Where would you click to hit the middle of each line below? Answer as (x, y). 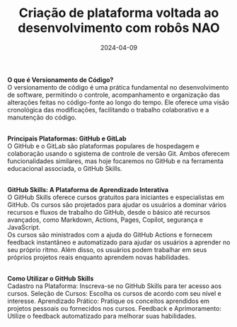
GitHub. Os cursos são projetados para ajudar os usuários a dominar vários (117, 204)
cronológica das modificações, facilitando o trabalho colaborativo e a (108, 109)
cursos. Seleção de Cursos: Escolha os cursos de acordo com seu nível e (114, 293)
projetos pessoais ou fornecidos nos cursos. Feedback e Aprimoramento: (114, 308)
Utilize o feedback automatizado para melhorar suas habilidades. (102, 316)
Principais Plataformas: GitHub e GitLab (67, 138)
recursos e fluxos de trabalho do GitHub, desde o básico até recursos (109, 212)
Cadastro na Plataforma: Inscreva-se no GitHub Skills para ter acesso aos (114, 286)
